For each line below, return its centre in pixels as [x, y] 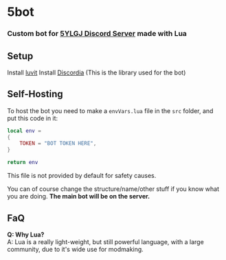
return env [23, 163]
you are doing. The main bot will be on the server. [79, 197]
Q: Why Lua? [26, 234]
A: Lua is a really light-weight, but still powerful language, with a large [105, 241]
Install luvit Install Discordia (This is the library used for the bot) [97, 72]
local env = [24, 131]
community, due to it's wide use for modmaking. [76, 249]
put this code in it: [33, 118]
